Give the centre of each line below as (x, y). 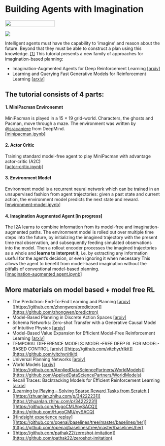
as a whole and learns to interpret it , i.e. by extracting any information (76, 253)
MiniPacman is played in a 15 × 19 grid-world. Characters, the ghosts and (79, 118)
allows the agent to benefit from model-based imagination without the (76, 264)
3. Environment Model (28, 178)
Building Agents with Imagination (74, 9)
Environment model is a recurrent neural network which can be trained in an (82, 189)
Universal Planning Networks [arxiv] (49, 359)
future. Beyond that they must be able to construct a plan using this (73, 48)
